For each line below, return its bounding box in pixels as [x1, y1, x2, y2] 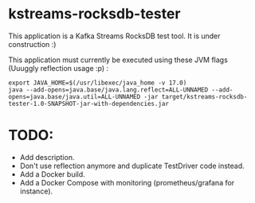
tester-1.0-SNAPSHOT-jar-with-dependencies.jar [8, 100, 170, 107]
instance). [19, 186, 53, 196]
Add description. [19, 152, 75, 162]
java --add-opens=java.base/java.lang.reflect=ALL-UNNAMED [8, 85, 209, 94]
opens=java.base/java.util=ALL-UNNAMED [8, 92, 141, 100]
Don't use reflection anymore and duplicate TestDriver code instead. [19, 161, 245, 170]
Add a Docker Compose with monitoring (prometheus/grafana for [19, 178, 235, 187]
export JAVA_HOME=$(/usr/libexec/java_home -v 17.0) [8, 79, 187, 87]
